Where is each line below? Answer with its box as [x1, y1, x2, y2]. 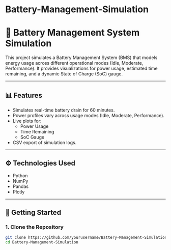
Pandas [12, 183, 29, 189]
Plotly [12, 188, 25, 195]
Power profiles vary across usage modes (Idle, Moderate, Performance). [12, 112, 164, 118]
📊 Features [5, 91, 42, 100]
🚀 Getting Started [5, 208, 62, 217]
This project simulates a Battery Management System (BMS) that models [5, 54, 158, 61]
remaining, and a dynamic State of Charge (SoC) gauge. [5, 71, 123, 77]
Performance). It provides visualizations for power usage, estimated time [5, 65, 158, 72]
